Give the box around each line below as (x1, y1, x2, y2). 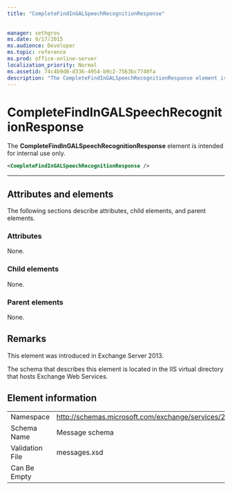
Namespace (10, 412, 50, 421)
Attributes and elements (7, 188, 114, 200)
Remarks (7, 333, 47, 345)
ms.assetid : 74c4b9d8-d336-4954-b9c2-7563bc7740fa (7, 68, 156, 75)
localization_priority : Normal (7, 62, 97, 69)
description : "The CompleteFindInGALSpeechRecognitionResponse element (7, 74, 217, 82)
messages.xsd (56, 447, 104, 457)
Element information (7, 392, 97, 404)
